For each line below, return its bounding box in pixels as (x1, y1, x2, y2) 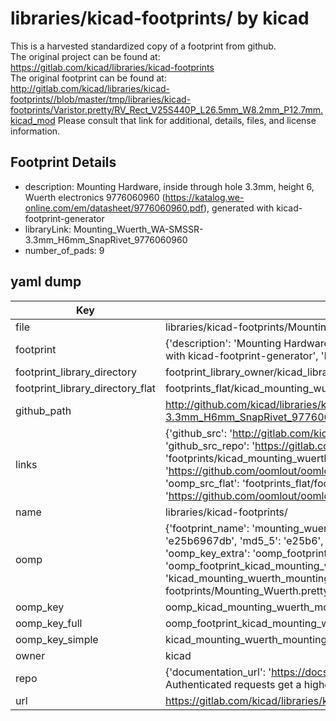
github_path (15, 403, 72, 417)
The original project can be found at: (10, 50, 161, 62)
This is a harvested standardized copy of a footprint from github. (10, 40, 277, 52)
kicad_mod (10, 114, 56, 126)
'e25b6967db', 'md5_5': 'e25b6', (164, 533, 324, 547)
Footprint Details (10, 154, 117, 171)
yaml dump (10, 273, 82, 291)
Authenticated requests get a (164, 677, 302, 691)
